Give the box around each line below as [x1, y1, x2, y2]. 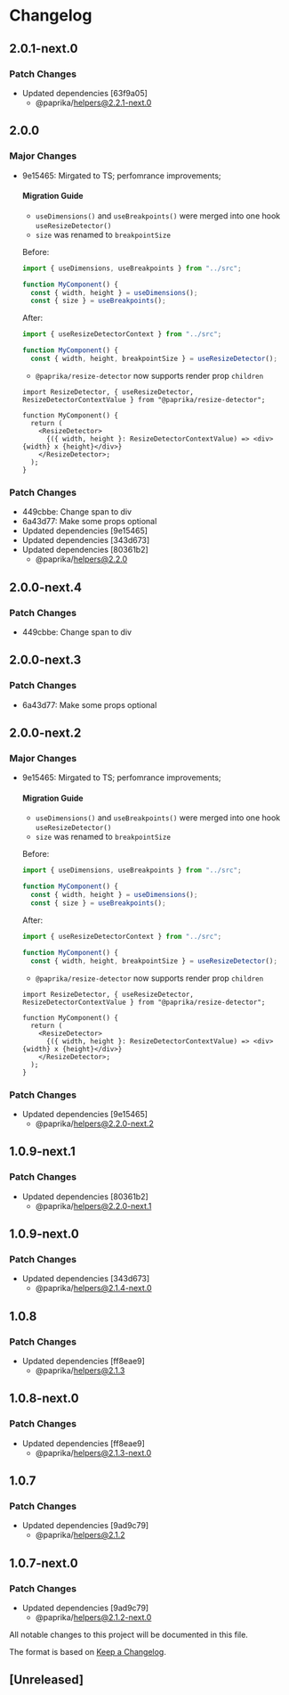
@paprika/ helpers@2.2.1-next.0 [35, 97, 152, 108]
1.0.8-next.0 [9, 1391, 79, 1406]
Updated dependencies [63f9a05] [21, 87, 149, 98]
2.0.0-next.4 [9, 580, 83, 595]
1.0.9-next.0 [9, 1226, 80, 1241]
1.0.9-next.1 [9, 1144, 76, 1159]
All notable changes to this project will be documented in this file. [9, 1629, 249, 1640]
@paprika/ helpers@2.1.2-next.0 [35, 1612, 152, 1623]
